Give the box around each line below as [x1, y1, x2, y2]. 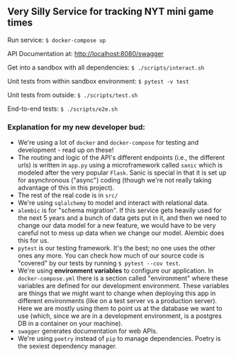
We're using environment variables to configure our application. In [17, 266, 214, 275]
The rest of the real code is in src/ [17, 191, 118, 199]
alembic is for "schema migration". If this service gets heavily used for [17, 206, 222, 215]
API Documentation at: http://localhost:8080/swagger [7, 49, 164, 57]
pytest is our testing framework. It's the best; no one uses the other [17, 244, 216, 253]
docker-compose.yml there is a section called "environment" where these [17, 274, 228, 282]
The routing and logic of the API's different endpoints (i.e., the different [17, 153, 225, 162]
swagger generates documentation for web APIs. [17, 326, 158, 336]
